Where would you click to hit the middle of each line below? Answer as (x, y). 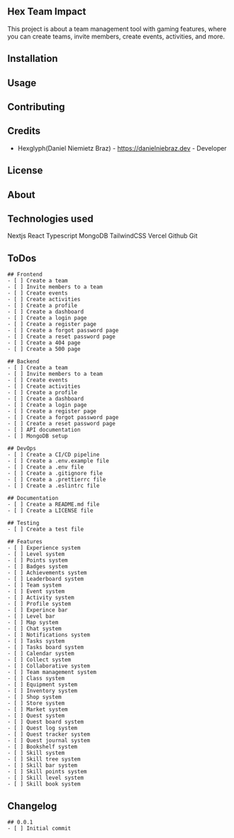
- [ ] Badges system (38, 567)
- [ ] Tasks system (36, 641)
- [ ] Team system (34, 585)
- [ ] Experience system (44, 548)
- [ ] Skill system (36, 753)
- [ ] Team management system (52, 673)
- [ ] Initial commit (39, 829)
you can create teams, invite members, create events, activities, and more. (116, 36)
